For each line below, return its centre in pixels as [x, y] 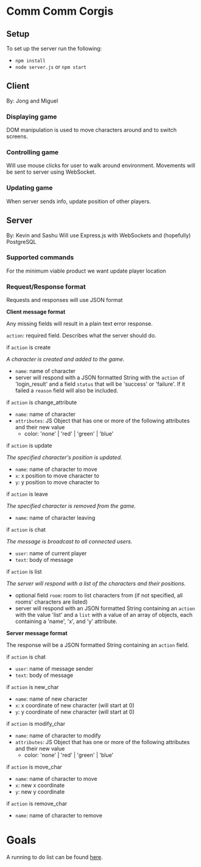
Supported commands [40, 257]
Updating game [30, 188]
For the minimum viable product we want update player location [86, 271]
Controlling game [33, 152]
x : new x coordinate [40, 785]
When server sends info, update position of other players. [79, 201]
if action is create [28, 347]
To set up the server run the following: [54, 48]
